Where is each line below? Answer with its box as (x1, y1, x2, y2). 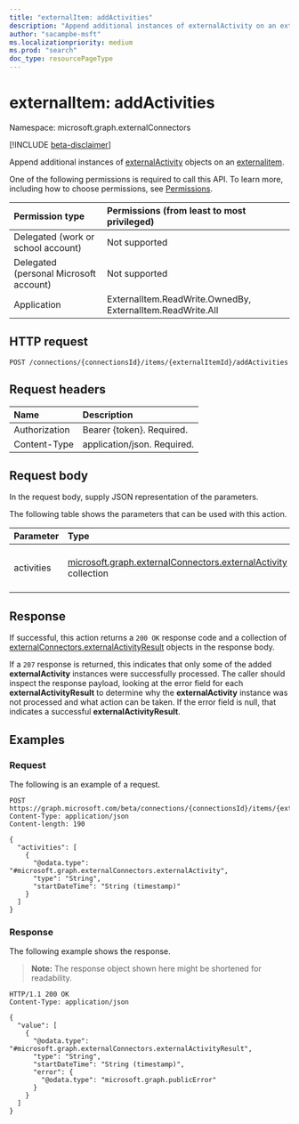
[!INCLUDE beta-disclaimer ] (9, 139, 111, 150)
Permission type (13, 210, 85, 222)
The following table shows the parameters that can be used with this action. (9, 509, 287, 520)
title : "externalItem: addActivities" (9, 12, 153, 22)
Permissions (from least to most (106, 204, 246, 216)
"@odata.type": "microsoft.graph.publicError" (41, 1076, 217, 1085)
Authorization (13, 424, 70, 436)
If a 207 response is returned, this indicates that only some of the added (9, 659, 272, 670)
